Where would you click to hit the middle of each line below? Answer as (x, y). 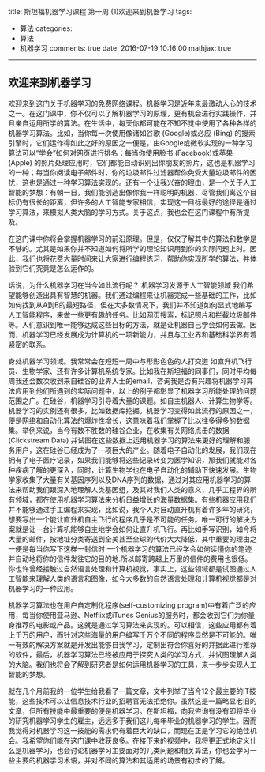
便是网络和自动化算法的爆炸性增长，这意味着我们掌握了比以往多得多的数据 (129, 420)
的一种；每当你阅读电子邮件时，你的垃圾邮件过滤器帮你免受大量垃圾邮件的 (129, 172)
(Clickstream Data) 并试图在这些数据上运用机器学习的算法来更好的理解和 (126, 440)
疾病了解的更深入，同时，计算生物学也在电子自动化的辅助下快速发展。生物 (136, 469)
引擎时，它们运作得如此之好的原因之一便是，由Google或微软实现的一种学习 (131, 143)
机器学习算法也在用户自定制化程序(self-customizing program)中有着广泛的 (129, 605)
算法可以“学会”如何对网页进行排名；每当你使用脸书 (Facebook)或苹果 (121, 153)
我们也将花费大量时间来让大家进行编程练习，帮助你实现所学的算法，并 (136, 258)
